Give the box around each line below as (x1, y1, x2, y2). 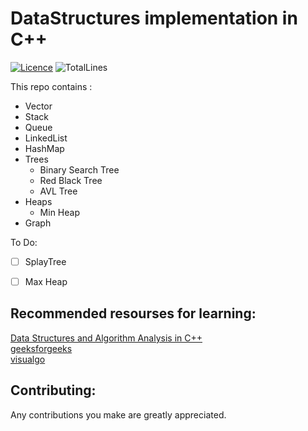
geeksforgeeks (10, 342, 73, 354)
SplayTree (24, 255, 67, 267)
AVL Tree (39, 185, 78, 197)
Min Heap (39, 206, 80, 218)
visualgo (10, 353, 46, 365)
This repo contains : (10, 80, 93, 92)
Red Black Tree (39, 174, 103, 186)
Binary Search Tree (39, 163, 120, 176)
